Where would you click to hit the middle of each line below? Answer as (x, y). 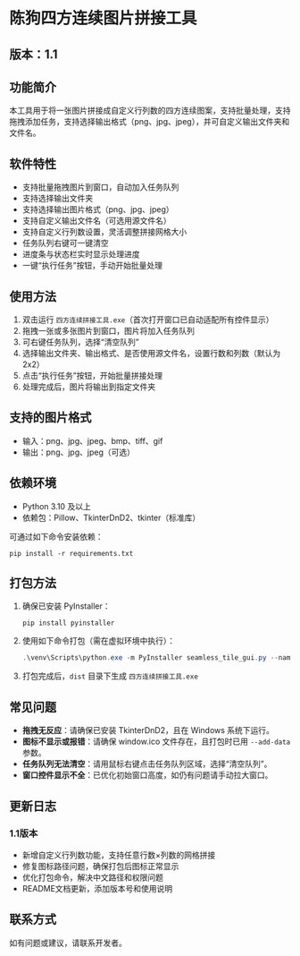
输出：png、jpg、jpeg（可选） (79, 452)
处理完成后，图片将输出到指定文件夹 (89, 387)
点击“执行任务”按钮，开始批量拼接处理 (92, 376)
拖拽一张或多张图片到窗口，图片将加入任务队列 (108, 331)
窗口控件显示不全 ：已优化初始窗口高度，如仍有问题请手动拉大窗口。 (147, 775)
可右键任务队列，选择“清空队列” (81, 342)
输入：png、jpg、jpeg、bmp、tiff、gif (92, 440)
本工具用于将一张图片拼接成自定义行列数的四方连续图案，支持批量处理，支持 (150, 111)
